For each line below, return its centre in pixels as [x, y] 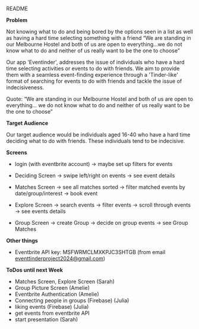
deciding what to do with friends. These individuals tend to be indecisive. [96, 141]
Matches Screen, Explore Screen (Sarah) [64, 281]
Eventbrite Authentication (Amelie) [57, 294]
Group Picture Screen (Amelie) [52, 288]
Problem [17, 20]
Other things [22, 241]
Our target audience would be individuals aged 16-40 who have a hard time [98, 134]
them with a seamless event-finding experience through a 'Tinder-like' [92, 75]
